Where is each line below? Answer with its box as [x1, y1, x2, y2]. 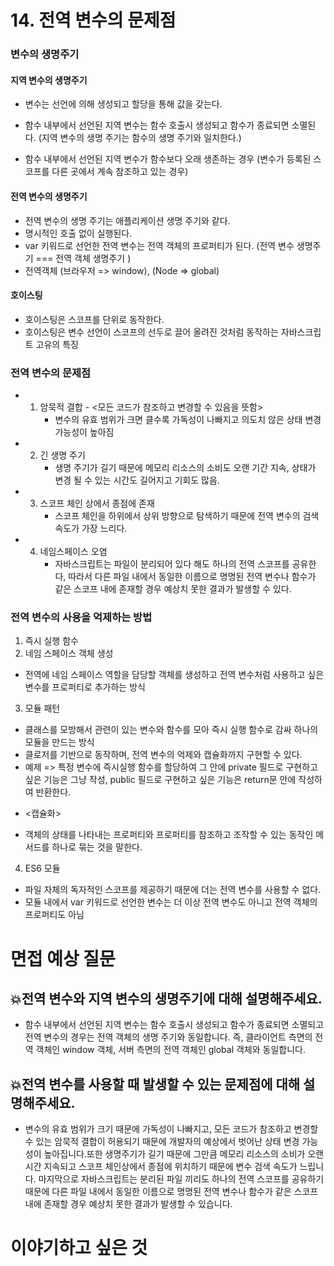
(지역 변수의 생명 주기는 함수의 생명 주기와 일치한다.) [38, 132, 242, 144]
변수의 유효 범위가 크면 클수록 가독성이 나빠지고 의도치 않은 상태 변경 [54, 414, 322, 426]
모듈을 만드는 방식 [24, 736, 95, 748]
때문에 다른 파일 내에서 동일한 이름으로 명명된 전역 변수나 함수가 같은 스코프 [24, 1186, 319, 1198]
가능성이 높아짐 [54, 426, 115, 438]
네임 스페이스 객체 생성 [24, 647, 114, 660]
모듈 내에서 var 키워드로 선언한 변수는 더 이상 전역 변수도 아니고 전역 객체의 [24, 896, 318, 908]
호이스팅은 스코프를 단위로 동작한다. [24, 313, 165, 325]
